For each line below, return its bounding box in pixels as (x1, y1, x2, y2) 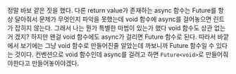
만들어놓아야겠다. (31, 59, 80, 67)
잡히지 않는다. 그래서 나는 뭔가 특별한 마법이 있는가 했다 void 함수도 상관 (14, 24, 213, 32)
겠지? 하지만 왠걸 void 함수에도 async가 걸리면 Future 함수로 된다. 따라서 (14, 32, 216, 41)
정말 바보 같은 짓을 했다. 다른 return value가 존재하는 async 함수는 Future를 (7, 6, 217, 14)
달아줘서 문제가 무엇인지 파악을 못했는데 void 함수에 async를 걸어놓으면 (14, 15, 212, 23)
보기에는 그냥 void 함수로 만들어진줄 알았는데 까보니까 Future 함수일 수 (20, 42, 215, 49)
